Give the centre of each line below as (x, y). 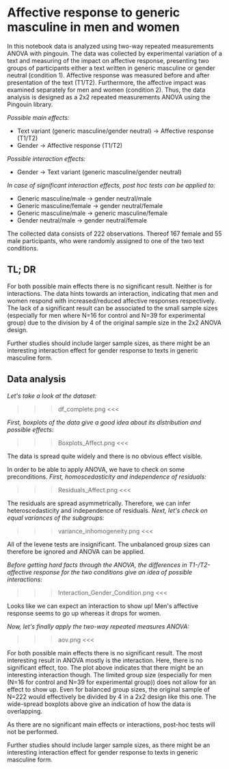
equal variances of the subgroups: (56, 518)
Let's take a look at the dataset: (52, 396)
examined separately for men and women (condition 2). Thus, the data (106, 90)
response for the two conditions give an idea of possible (113, 572)
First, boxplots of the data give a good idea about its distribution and (104, 422)
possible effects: (30, 429)
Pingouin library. (30, 104)
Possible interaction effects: (46, 158)
